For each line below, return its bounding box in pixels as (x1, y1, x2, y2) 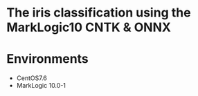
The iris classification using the (6, 5, 191, 21)
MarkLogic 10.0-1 (16, 81, 66, 90)
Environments (6, 51, 89, 67)
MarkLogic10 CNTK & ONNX (6, 19, 171, 35)
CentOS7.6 (16, 74, 48, 82)
